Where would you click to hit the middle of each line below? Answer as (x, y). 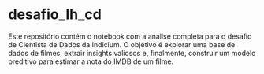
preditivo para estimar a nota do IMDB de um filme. (91, 61)
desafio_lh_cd (55, 15)
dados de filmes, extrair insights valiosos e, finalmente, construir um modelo (132, 53)
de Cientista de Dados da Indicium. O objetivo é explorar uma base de (122, 44)
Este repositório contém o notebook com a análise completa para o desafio (130, 36)
